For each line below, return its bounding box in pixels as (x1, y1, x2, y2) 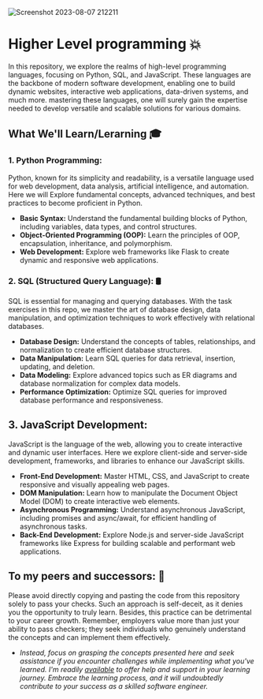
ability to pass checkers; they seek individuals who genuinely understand (8, 624, 246, 634)
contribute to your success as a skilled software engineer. (19, 681, 209, 690)
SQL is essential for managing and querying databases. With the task (8, 296, 232, 305)
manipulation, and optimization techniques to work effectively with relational (8, 312, 255, 323)
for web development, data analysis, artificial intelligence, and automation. (8, 181, 250, 191)
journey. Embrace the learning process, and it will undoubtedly (19, 673, 224, 682)
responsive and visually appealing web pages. (19, 480, 170, 489)
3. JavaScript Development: (8, 418, 148, 432)
